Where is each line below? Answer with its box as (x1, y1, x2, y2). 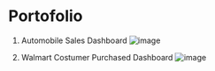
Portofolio (8, 6, 83, 26)
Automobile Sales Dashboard (20, 35, 127, 46)
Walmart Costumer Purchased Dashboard (20, 52, 173, 62)
